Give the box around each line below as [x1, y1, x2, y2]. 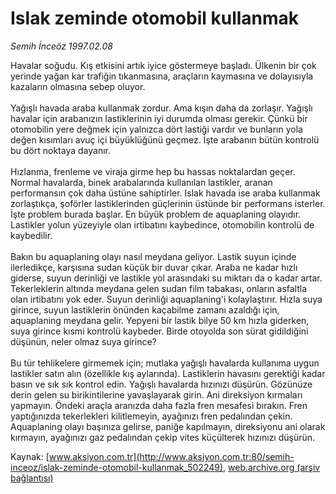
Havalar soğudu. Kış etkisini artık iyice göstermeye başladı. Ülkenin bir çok [10, 59, 317, 71]
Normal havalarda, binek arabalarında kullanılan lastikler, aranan [10, 176, 273, 188]
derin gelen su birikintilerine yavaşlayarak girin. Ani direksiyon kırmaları [10, 388, 303, 401]
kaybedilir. [10, 229, 53, 241]
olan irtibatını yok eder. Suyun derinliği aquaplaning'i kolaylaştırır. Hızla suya [10, 293, 323, 305]
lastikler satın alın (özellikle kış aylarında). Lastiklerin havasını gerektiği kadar [10, 367, 326, 379]
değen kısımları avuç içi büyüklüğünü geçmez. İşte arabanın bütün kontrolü [10, 133, 320, 146]
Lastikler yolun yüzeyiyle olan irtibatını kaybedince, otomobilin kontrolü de [10, 218, 315, 231]
